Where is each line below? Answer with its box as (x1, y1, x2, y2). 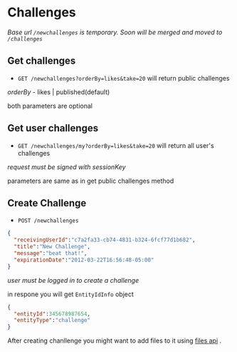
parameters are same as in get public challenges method (7, 176, 174, 185)
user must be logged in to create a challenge (7, 276, 139, 284)
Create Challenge (7, 197, 87, 209)
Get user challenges (7, 122, 98, 134)
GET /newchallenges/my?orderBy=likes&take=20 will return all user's (17, 141, 215, 150)
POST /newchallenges (17, 217, 79, 225)
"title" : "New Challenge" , (14, 243, 91, 251)
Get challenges (7, 55, 76, 67)
